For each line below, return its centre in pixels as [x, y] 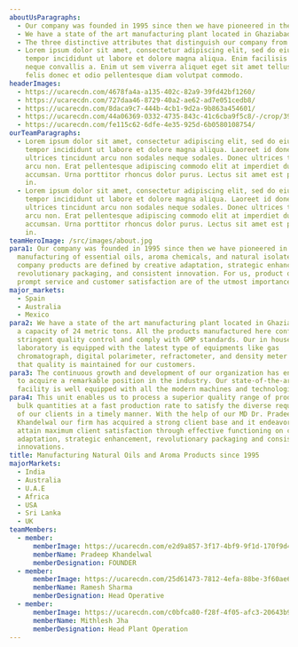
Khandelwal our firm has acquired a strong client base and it [136, 422]
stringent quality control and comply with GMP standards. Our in [142, 339]
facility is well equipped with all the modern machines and [133, 389]
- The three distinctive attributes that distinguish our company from [153, 42]
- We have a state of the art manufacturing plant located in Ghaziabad [154, 34]
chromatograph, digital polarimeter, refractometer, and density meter [153, 356]
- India [31, 472]
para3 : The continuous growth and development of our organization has [144, 373]
